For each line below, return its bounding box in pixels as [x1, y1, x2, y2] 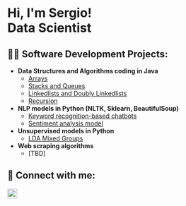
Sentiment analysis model [28, 119, 104, 128]
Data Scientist [7, 20, 92, 36]
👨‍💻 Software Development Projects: [7, 48, 168, 60]
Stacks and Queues [28, 82, 86, 90]
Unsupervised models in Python [17, 127, 115, 135]
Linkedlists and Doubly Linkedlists [28, 90, 127, 97]
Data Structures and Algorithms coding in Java [17, 67, 158, 75]
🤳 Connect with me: [7, 169, 95, 181]
